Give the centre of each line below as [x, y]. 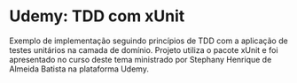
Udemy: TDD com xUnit [97, 16]
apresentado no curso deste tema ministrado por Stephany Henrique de [141, 59]
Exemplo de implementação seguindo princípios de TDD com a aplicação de [148, 41]
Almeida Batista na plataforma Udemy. [79, 69]
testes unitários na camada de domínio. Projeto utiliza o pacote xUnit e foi [144, 49]
